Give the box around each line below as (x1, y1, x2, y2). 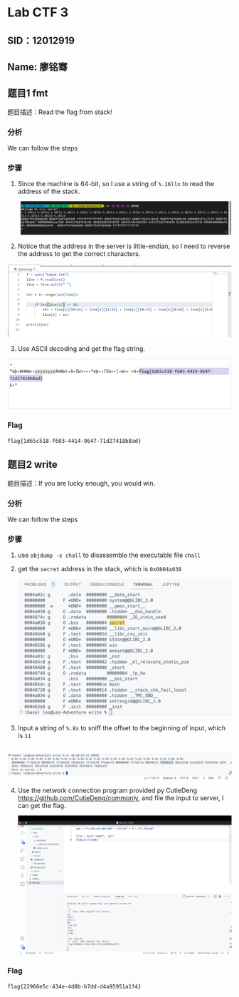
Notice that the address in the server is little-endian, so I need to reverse (17, 242, 230, 250)
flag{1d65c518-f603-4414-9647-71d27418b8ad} (7, 437, 142, 444)
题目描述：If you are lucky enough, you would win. (7, 479, 156, 487)
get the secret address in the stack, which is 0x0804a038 (17, 565, 182, 573)
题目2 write (7, 459, 58, 471)
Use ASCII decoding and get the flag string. (17, 344, 146, 353)
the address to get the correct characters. (17, 250, 141, 258)
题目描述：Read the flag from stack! (7, 108, 112, 116)
